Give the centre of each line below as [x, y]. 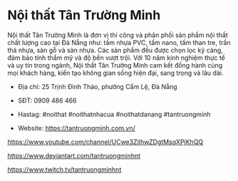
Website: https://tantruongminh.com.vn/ [76, 128]
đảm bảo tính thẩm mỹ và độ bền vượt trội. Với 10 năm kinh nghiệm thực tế [117, 58]
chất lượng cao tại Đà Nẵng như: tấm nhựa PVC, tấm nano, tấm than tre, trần [119, 42]
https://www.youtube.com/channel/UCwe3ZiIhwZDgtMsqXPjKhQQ [105, 142]
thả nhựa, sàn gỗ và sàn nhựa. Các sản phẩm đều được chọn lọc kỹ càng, [115, 50]
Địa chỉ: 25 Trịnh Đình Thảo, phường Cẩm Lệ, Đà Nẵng [97, 86]
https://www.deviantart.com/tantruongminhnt [74, 155]
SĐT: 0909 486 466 [47, 100]
